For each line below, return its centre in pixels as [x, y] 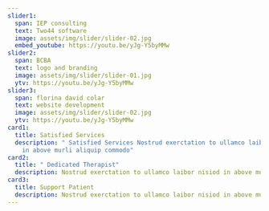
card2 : [18, 157]
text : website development [60, 105]
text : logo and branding [56, 68]
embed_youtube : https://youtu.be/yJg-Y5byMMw [92, 46]
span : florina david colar [60, 98]
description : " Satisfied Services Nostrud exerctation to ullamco [130, 142]
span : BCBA [33, 61]
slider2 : [22, 53]
